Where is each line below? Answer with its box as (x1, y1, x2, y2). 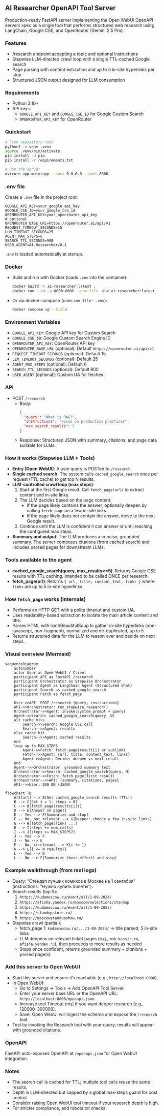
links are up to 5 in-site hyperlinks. (12, 583, 84, 589)
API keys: (12, 106, 31, 112)
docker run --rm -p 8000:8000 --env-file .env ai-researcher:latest (12, 289, 155, 294)
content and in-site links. (19, 492, 70, 498)
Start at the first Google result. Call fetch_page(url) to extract (19, 487, 144, 493)
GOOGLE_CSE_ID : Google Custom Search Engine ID (12, 335, 111, 341)
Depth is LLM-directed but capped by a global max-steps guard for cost (12, 1089, 158, 1095)
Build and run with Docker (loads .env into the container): (12, 275, 128, 280)
